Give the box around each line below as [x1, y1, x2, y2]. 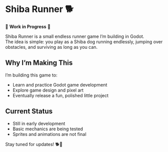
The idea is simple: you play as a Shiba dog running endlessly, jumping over [5, 38, 163, 45]
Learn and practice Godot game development [12, 82, 107, 88]
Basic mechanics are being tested [12, 126, 83, 132]
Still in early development [12, 120, 66, 126]
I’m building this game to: [5, 72, 58, 78]
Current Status [5, 107, 53, 116]
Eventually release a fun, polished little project [12, 92, 109, 98]
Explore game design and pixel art [12, 87, 84, 93]
